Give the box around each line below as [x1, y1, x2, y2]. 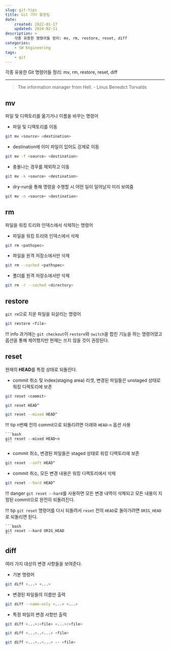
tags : [5, 50, 17, 55]
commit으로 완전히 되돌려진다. [14, 497, 75, 503]
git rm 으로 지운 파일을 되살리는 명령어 [5, 311, 81, 317]
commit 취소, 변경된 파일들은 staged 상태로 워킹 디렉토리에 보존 [12, 450, 140, 457]
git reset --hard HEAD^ [5, 480, 56, 485]
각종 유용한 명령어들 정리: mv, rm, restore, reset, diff [14, 36, 127, 41]
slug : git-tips [5, 7, 37, 13]
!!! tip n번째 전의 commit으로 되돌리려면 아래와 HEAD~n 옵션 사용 [5, 422, 131, 428]
